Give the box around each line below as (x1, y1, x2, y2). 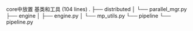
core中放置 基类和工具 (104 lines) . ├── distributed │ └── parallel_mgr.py (6, 6, 187, 12)
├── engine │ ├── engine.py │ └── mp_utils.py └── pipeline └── (6, 12, 171, 19)
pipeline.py (6, 19, 34, 25)
